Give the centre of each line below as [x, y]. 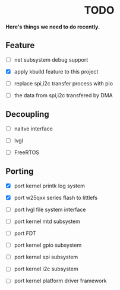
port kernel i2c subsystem [46, 269]
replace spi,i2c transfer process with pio [64, 83]
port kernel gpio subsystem [48, 245]
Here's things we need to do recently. [53, 27]
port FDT [25, 233]
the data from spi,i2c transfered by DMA [64, 95]
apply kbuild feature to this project [56, 71]
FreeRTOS [27, 152]
